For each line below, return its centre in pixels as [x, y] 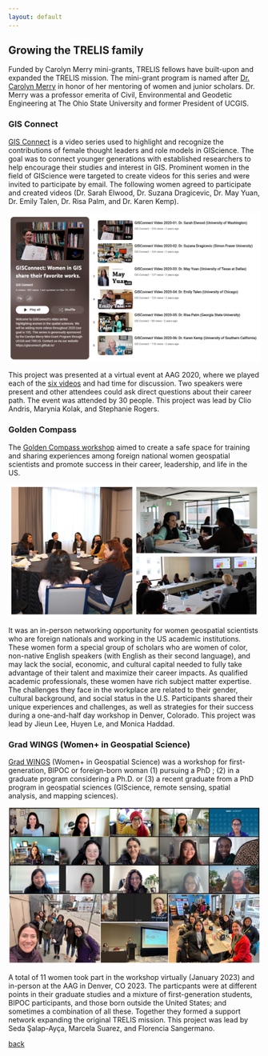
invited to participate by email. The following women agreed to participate [130, 184]
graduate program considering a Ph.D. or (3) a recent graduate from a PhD [131, 779]
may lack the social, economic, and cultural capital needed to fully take [125, 665]
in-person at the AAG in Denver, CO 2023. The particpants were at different [133, 986]
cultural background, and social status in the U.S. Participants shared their [131, 698]
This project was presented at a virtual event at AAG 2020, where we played [134, 375]
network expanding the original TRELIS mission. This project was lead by [128, 1019]
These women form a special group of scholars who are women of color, [128, 647]
